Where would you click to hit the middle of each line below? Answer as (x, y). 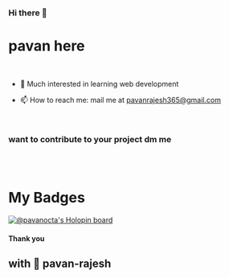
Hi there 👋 (28, 13)
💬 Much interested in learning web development (99, 84)
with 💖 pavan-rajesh (60, 264)
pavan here (47, 46)
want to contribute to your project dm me (90, 139)
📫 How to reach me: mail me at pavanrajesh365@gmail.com (120, 100)
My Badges (47, 198)
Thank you (27, 238)
